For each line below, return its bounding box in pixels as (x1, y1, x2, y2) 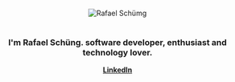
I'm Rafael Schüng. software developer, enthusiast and (7, 36, 227, 47)
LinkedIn (102, 65, 133, 75)
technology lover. (82, 47, 153, 58)
